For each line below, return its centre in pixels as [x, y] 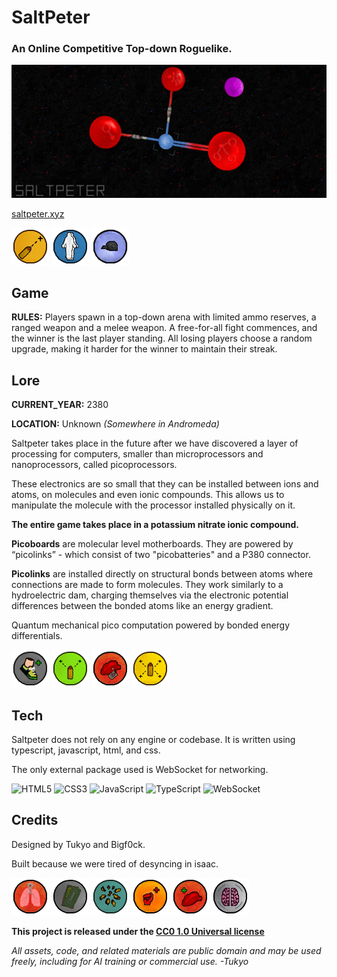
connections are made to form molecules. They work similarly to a [147, 585]
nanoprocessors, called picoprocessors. [94, 465]
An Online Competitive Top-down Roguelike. [122, 49]
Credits [35, 820]
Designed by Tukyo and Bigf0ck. [78, 844]
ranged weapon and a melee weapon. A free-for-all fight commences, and [164, 328]
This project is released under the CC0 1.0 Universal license [138, 931]
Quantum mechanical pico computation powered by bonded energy [151, 625]
